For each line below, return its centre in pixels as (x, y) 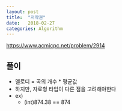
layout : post (23, 12)
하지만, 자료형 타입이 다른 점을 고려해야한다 (66, 89)
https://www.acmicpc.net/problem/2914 (56, 46)
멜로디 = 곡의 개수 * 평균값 (46, 82)
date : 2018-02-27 (31, 23)
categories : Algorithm (35, 28)
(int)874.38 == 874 (47, 102)
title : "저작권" (26, 17)
